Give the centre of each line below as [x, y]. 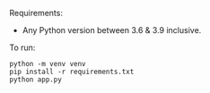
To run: [22, 47]
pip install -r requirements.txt [72, 72]
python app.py [36, 80]
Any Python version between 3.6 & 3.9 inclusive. [112, 30]
